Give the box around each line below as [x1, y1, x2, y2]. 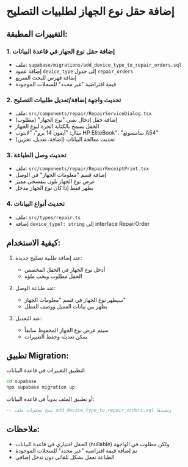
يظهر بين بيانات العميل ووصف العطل [24, 302, 108, 310]
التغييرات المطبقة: [6, 29, 68, 39]
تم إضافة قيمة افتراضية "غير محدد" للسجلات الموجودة [15, 447, 137, 454]
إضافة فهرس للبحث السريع [15, 73, 77, 81]
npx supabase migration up [6, 384, 75, 390]
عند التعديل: [15, 314, 42, 322]
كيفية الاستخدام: [6, 237, 61, 248]
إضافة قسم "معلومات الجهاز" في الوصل [15, 171, 107, 179]
